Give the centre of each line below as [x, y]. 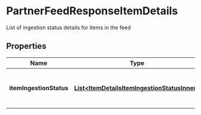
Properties [26, 46]
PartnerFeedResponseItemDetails [92, 11]
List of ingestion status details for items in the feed [68, 27]
